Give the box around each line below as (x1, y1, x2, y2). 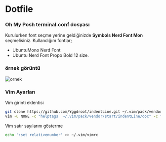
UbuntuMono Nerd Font (12, 47, 61, 53)
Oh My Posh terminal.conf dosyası (5, 21, 90, 28)
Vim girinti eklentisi (5, 100, 44, 106)
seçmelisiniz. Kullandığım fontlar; (5, 38, 72, 44)
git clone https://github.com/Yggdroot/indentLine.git (5, 109, 121, 114)
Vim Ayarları (5, 88, 36, 95)
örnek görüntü (5, 65, 41, 72)
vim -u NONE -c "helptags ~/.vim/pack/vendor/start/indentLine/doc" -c (5, 114, 158, 119)
